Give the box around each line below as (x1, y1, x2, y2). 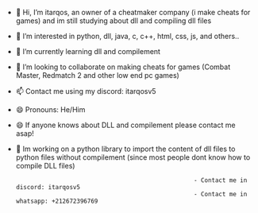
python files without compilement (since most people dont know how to (15, 153, 251, 162)
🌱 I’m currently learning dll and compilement (15, 47, 161, 56)
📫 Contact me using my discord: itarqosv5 (15, 87, 156, 95)
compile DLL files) (15, 161, 75, 170)
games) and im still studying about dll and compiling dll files (15, 16, 212, 25)
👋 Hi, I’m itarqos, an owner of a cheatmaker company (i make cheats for (15, 8, 251, 17)
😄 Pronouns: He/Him (15, 105, 86, 114)
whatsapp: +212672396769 (15, 197, 98, 205)
